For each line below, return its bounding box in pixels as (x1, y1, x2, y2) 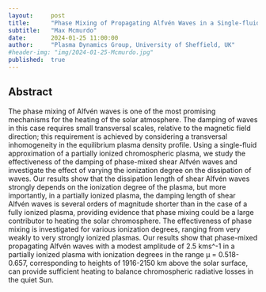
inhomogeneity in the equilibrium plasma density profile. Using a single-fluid (8, 140, 257, 149)
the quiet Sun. (8, 275, 54, 284)
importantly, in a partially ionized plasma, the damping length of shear (8, 190, 236, 200)
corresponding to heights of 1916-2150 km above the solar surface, (29, 258, 249, 267)
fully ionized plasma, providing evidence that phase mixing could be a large (8, 207, 255, 217)
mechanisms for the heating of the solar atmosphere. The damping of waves (8, 114, 258, 124)
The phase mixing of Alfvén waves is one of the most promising (8, 106, 216, 116)
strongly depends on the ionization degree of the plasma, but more (8, 182, 226, 191)
